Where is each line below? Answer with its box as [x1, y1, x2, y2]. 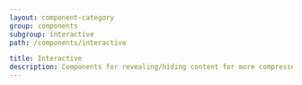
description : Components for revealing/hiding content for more [9, 63, 255, 72]
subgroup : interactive [9, 30, 94, 38]
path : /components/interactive [9, 38, 127, 47]
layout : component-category [9, 13, 115, 22]
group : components [9, 21, 78, 30]
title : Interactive [9, 55, 83, 64]
